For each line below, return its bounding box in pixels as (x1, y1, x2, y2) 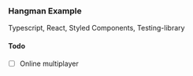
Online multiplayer (19, 59, 79, 68)
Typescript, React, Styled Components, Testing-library (8, 24, 185, 33)
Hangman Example (8, 5, 83, 16)
